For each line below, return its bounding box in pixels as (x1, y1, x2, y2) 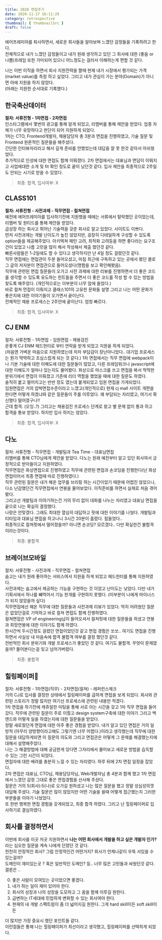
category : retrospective (5, 16, 55, 21)
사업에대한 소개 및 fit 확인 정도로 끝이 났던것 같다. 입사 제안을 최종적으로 (10, 163, 146, 169)
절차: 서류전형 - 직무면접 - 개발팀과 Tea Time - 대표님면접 (5, 449, 115, 455)
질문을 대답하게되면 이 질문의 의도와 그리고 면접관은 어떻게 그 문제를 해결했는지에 (5, 734, 158, 740)
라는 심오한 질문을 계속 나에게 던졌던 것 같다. (5, 842, 89, 848)
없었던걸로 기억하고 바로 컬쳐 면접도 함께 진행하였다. (10, 610, 108, 616)
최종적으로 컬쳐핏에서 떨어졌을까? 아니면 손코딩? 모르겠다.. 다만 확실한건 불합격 (5, 522, 154, 527)
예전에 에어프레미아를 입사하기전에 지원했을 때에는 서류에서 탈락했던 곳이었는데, (5, 214, 155, 220)
